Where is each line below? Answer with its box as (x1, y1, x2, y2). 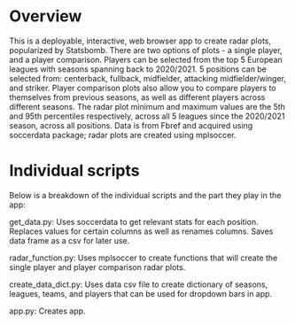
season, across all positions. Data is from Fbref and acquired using (9, 120, 253, 130)
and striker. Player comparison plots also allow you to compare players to (9, 82, 276, 93)
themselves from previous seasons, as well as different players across (9, 91, 266, 103)
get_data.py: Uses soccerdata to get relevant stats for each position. (9, 216, 259, 227)
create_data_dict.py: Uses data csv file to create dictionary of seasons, (9, 279, 268, 290)
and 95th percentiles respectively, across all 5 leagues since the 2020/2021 (9, 111, 285, 121)
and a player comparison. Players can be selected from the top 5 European (9, 54, 283, 65)
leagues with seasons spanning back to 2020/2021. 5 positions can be (9, 64, 268, 74)
